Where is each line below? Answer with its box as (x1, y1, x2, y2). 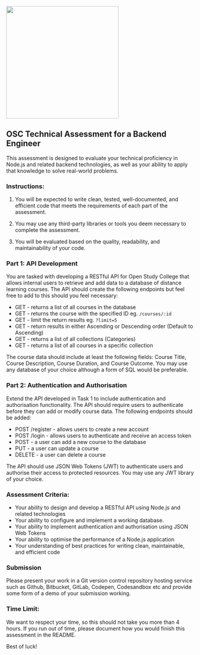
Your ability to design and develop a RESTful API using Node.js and (14, 504, 181, 511)
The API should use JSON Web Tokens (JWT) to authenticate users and (6, 463, 183, 470)
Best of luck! (6, 642, 38, 650)
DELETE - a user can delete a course (14, 451, 106, 458)
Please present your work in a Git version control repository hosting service (6, 577, 193, 584)
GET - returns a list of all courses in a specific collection (14, 342, 153, 349)
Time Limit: (6, 605, 40, 613)
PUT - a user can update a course (14, 445, 99, 452)
